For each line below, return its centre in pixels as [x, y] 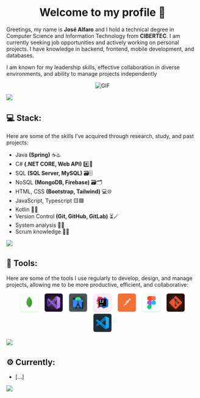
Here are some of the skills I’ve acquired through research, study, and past [100, 136]
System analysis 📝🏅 [40, 225]
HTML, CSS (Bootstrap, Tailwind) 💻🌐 [63, 191]
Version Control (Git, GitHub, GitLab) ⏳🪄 [67, 216]
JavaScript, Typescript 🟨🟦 [50, 201]
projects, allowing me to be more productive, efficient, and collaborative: [98, 284]
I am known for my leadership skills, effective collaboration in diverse [93, 67]
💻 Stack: [24, 118]
